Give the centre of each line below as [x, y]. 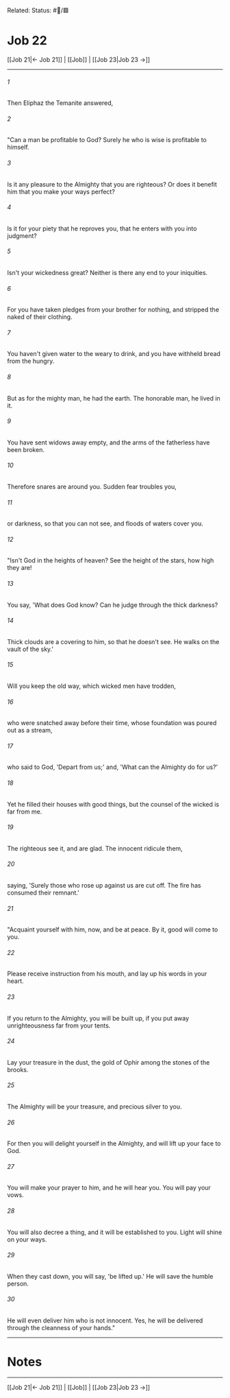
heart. [15, 981]
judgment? [22, 235]
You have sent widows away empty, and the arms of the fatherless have [108, 442]
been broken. [26, 449]
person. [18, 1283]
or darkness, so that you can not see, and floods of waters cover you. [105, 523]
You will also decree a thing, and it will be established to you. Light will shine [115, 1232]
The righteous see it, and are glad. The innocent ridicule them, [95, 848]
